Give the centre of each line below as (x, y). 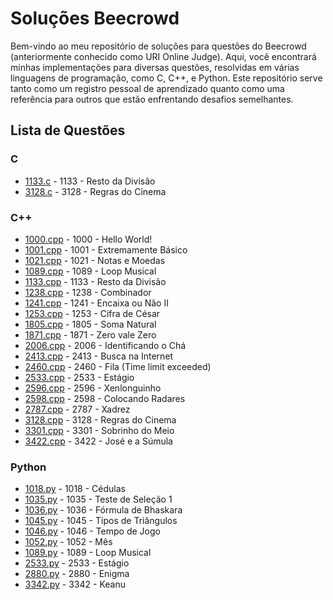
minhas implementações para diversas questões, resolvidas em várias (155, 67)
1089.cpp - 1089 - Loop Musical (90, 271)
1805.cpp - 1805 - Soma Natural (90, 324)
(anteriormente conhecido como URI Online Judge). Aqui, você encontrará (163, 56)
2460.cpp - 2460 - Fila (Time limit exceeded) (118, 366)
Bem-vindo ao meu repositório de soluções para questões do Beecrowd (158, 46)
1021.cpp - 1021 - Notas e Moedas (95, 260)
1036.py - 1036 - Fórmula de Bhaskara (103, 510)
